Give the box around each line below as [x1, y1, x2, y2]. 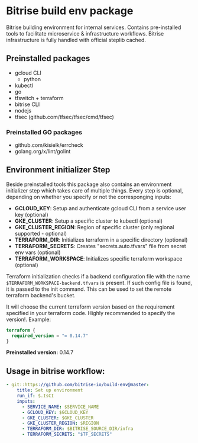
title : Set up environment [17, 387, 83, 393]
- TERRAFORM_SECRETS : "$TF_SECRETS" [21, 431, 112, 438]
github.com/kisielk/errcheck [14, 142, 84, 149]
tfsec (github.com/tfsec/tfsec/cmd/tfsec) [14, 113, 114, 120]
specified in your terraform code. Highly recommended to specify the [6, 309, 176, 316]
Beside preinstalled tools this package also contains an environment [6, 181, 172, 188]
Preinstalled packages [6, 53, 90, 63]
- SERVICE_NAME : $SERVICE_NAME [21, 404, 99, 410]
